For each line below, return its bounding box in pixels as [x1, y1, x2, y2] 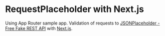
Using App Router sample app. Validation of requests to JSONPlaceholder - [5, 20, 160, 26]
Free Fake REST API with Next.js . [5, 25, 73, 31]
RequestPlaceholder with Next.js [5, 3, 144, 15]
